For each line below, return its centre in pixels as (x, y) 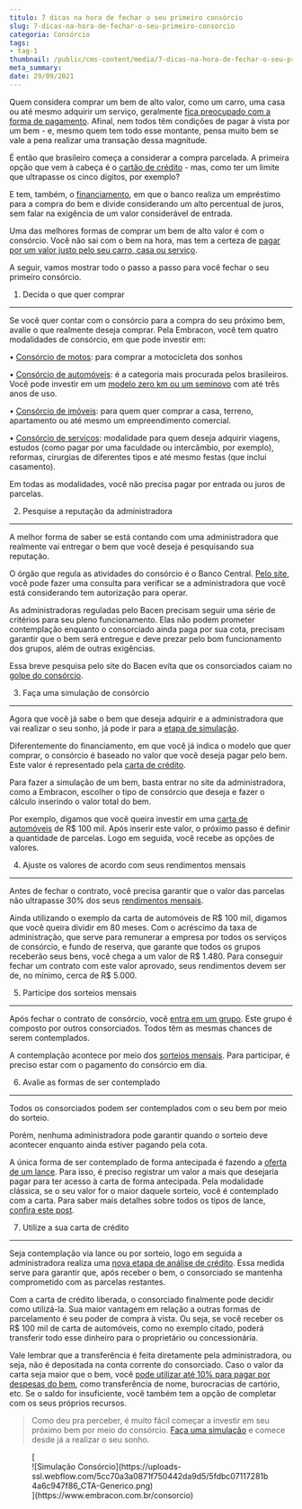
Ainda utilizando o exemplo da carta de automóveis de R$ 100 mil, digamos (148, 917)
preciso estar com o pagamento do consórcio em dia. (108, 1064)
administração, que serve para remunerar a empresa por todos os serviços (148, 936)
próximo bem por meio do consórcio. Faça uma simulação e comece (158, 1430)
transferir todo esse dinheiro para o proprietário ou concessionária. (134, 1337)
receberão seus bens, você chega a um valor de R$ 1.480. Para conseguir (147, 956)
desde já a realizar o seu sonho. (90, 1439)
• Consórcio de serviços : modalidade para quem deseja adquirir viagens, (145, 438)
